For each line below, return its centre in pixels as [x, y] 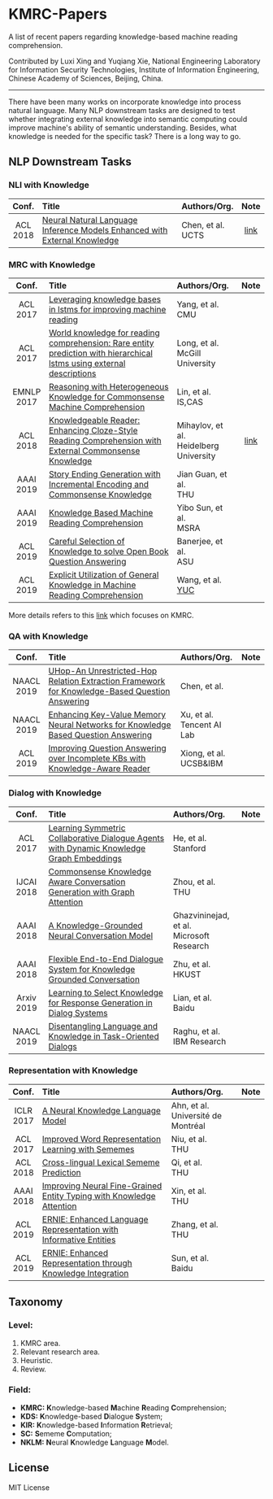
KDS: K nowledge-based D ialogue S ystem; [91, 1416]
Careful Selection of [87, 541]
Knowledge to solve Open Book [108, 551]
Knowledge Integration [85, 1273]
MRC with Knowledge [52, 264]
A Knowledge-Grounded [96, 926]
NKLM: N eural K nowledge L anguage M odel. [94, 1442]
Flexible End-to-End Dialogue [106, 959]
